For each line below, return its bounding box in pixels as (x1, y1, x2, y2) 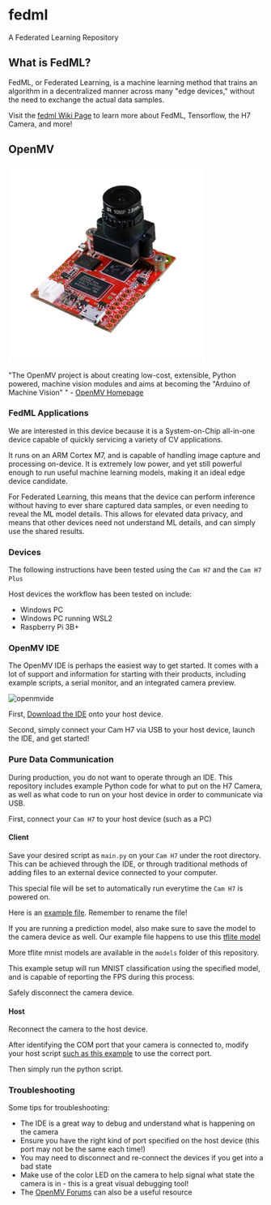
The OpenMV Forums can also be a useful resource (19, 1187, 193, 1197)
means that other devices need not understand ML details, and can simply (8, 517, 256, 528)
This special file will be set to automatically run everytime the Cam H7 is (8, 883, 243, 893)
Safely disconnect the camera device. (8, 987, 135, 998)
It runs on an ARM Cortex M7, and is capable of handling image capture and (8, 450, 260, 459)
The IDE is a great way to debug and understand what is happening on (19, 1118, 256, 1128)
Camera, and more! (8, 119, 73, 129)
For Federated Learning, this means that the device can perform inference (8, 492, 256, 502)
